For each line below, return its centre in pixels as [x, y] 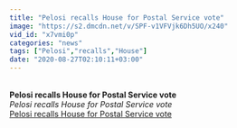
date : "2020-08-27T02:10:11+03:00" [76, 59]
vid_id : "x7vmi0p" [44, 34]
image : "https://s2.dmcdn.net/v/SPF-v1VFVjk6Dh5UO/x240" [119, 26]
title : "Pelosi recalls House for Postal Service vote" [117, 18]
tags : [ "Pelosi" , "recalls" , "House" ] [78, 51]
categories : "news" [46, 43]
